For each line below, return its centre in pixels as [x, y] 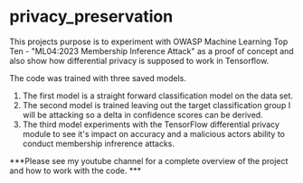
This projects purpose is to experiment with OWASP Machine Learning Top [149, 41]
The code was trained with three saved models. [98, 78]
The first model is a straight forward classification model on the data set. [158, 96]
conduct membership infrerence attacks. [98, 143]
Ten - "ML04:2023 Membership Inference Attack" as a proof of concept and [151, 50]
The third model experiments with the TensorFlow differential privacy [151, 124]
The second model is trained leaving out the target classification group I [156, 105]
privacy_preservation [91, 17]
